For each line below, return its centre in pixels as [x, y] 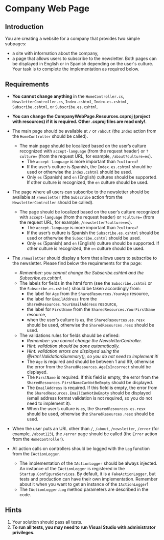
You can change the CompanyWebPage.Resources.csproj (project [81, 116]
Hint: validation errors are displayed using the [73, 351]
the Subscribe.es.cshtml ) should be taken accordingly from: [80, 288]
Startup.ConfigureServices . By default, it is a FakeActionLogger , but [87, 474]
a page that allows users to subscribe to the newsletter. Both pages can [84, 59]
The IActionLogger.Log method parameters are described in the [84, 489]
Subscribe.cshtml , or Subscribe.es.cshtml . [55, 107]
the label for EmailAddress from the [62, 299]
